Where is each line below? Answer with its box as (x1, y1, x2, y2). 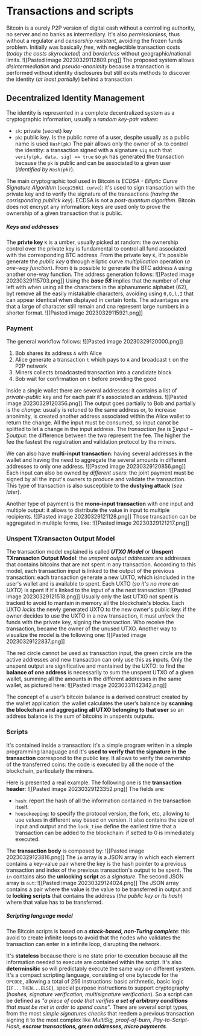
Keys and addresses (6, 223, 59, 231)
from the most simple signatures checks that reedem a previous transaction (6, 1009, 195, 1017)
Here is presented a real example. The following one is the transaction (6, 779, 182, 786)
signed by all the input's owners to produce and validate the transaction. (6, 476, 186, 483)
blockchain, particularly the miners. (6, 767, 94, 774)
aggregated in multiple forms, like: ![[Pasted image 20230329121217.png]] (6, 519, 190, 526)
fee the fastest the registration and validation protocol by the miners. (6, 438, 177, 446)
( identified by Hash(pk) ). (14, 165, 75, 173)
